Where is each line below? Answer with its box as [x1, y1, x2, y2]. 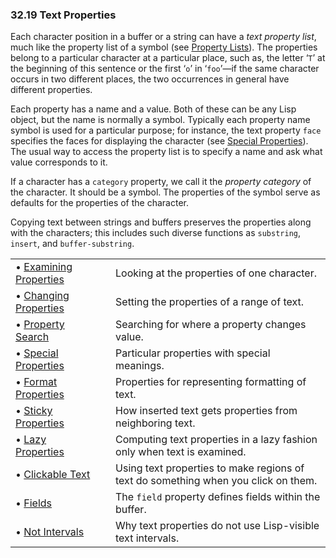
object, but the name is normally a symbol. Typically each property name [10, 114, 311, 126]
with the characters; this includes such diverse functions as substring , [10, 227, 301, 239]
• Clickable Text [15, 468, 91, 482]
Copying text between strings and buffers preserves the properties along [10, 216, 312, 228]
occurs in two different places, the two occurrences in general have [10, 73, 290, 85]
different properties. [10, 84, 93, 96]
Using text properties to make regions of [115, 461, 305, 475]
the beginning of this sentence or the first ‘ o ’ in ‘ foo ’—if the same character [10, 63, 320, 75]
